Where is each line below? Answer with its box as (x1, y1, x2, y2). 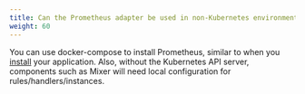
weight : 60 (9, 22, 51, 31)
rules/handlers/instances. (9, 75, 105, 86)
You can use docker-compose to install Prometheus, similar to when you (9, 46, 280, 57)
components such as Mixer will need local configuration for (9, 65, 231, 77)
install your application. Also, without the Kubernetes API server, (9, 56, 250, 67)
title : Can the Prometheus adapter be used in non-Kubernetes (9, 13, 250, 23)
